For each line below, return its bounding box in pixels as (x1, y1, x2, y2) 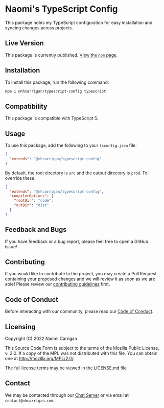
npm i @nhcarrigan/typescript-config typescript (5, 89, 106, 94)
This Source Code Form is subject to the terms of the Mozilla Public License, (5, 345, 160, 351)
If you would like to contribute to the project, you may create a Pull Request (5, 271, 157, 277)
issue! (5, 243, 17, 249)
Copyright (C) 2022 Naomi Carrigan (5, 336, 77, 341)
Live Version (5, 39, 44, 48)
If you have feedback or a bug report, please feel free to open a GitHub (5, 239, 148, 244)
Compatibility (5, 102, 47, 111)
